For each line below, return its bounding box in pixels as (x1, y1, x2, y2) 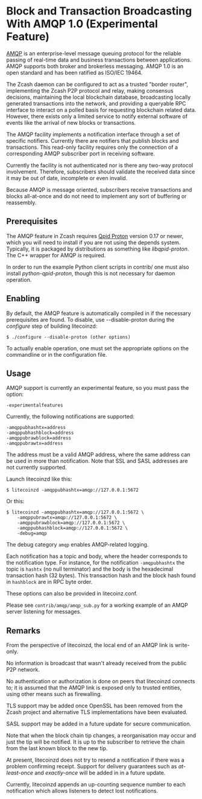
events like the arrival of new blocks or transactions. (6, 119, 136, 126)
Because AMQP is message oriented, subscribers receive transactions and (6, 186, 192, 193)
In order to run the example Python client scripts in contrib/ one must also (6, 263, 189, 271)
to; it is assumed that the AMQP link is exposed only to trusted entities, (6, 684, 182, 691)
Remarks (6, 625, 41, 636)
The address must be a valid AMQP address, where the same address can (6, 451, 191, 459)
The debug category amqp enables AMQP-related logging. (6, 541, 149, 548)
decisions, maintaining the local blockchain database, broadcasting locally (6, 93, 191, 101)
